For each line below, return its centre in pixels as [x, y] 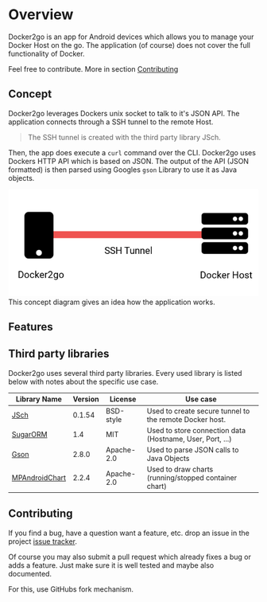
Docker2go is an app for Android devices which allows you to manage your [131, 37]
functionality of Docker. [46, 53]
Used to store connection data [196, 430]
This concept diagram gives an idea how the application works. [112, 302]
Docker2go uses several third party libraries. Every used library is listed [125, 373]
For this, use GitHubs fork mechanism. [71, 589]
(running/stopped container [192, 478]
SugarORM [29, 435]
